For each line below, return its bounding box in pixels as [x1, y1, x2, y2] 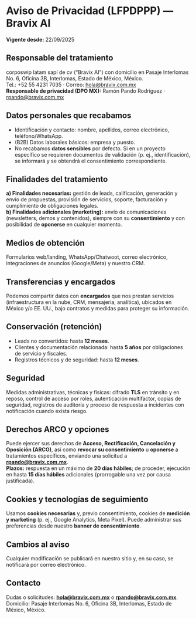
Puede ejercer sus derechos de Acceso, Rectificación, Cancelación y [6, 440, 176, 447]
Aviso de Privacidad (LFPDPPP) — [6, 4, 174, 18]
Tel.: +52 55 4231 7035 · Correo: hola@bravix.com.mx [6, 81, 136, 88]
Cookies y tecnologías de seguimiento [6, 494, 149, 504]
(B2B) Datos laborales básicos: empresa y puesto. [14, 138, 136, 146]
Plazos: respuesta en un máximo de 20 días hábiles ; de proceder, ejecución [6, 465, 191, 472]
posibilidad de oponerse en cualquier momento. [6, 221, 122, 228]
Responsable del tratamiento [6, 53, 114, 63]
